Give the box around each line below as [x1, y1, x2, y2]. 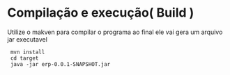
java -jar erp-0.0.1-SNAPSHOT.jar [10, 60, 111, 67]
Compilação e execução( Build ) [7, 5, 194, 21]
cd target [10, 54, 39, 62]
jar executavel [7, 35, 47, 43]
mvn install [10, 49, 45, 56]
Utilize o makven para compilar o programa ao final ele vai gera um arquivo [7, 28, 223, 36]
